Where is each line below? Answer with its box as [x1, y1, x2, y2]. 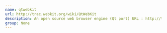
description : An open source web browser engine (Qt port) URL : [5, 16, 143, 21]
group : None [5, 20, 30, 26]
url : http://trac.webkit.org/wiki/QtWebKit [5, 12, 97, 16]
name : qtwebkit [5, 7, 37, 12]
